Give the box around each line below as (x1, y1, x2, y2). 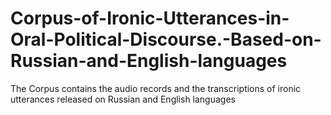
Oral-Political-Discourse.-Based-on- (10, 28, 322, 51)
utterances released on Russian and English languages (10, 93, 236, 105)
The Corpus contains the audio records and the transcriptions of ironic (10, 82, 302, 94)
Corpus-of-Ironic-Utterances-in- (10, 7, 290, 30)
